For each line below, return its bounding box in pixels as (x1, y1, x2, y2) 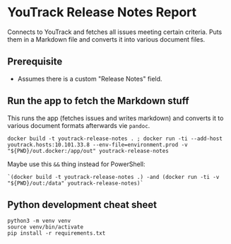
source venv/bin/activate (7, 223, 83, 231)
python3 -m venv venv (7, 217, 71, 225)
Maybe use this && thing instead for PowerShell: (7, 160, 146, 168)
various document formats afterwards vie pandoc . (7, 121, 150, 129)
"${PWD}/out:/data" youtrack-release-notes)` (7, 180, 143, 187)
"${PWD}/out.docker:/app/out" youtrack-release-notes (7, 147, 170, 154)
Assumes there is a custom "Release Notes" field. (17, 74, 162, 83)
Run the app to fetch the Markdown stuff (7, 95, 189, 107)
